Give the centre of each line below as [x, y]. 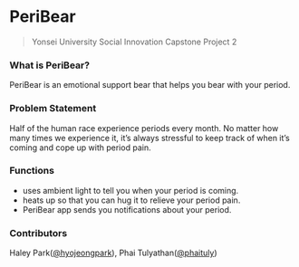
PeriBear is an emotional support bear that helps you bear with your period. [150, 85]
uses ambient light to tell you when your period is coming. [130, 190]
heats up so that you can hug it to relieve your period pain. [131, 200]
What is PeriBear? [50, 65]
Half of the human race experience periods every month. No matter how [144, 128]
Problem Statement [53, 109]
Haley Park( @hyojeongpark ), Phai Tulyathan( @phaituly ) [113, 253]
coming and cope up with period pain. [80, 148]
